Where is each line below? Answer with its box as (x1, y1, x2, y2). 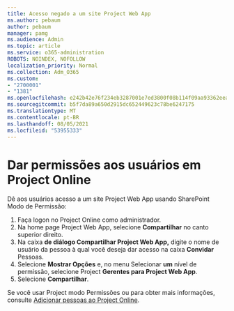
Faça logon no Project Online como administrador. (17, 215, 162, 224)
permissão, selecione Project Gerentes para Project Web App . (17, 268, 198, 276)
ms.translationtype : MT (7, 107, 77, 114)
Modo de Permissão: (7, 202, 67, 211)
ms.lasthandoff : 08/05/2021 (7, 120, 89, 128)
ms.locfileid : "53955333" (7, 127, 82, 134)
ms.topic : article (7, 43, 61, 50)
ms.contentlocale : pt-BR (7, 114, 79, 121)
